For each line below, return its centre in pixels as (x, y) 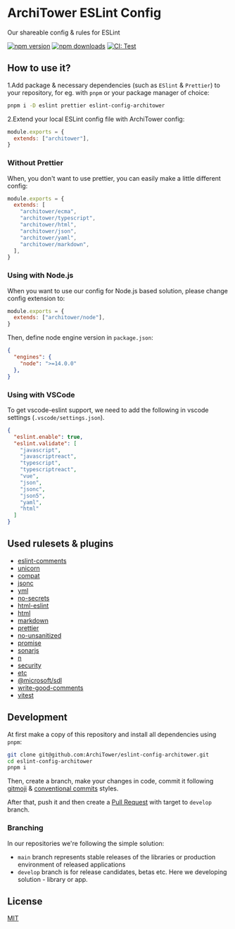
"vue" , (30, 476)
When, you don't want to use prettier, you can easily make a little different (114, 178)
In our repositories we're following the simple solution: (86, 843)
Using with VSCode (41, 395)
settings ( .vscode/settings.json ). (56, 417)
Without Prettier (35, 163)
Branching (25, 828)
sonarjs (28, 650)
